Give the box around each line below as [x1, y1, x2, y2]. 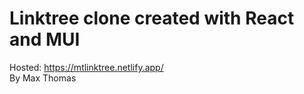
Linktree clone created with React [9, 7, 295, 30]
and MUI [9, 28, 81, 51]
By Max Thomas [9, 72, 77, 84]
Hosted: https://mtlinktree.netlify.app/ [9, 61, 164, 73]
